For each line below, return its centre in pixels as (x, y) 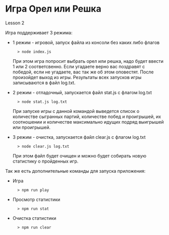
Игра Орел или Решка (53, 9)
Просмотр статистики (36, 199)
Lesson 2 (15, 23)
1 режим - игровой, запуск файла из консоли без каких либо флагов (86, 42)
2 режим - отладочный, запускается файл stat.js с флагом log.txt (82, 92)
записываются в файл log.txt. (44, 83)
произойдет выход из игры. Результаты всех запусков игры (77, 77)
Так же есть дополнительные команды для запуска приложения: (75, 171)
